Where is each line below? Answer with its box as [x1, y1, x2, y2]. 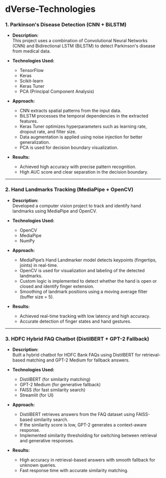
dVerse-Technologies [5, 3, 96, 15]
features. [19, 118, 39, 124]
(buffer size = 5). [19, 294, 54, 299]
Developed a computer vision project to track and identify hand [12, 202, 141, 209]
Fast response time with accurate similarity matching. [19, 468, 128, 474]
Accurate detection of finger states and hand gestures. [19, 318, 132, 324]
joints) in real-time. [19, 262, 58, 268]
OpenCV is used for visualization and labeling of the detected [19, 267, 145, 273]
